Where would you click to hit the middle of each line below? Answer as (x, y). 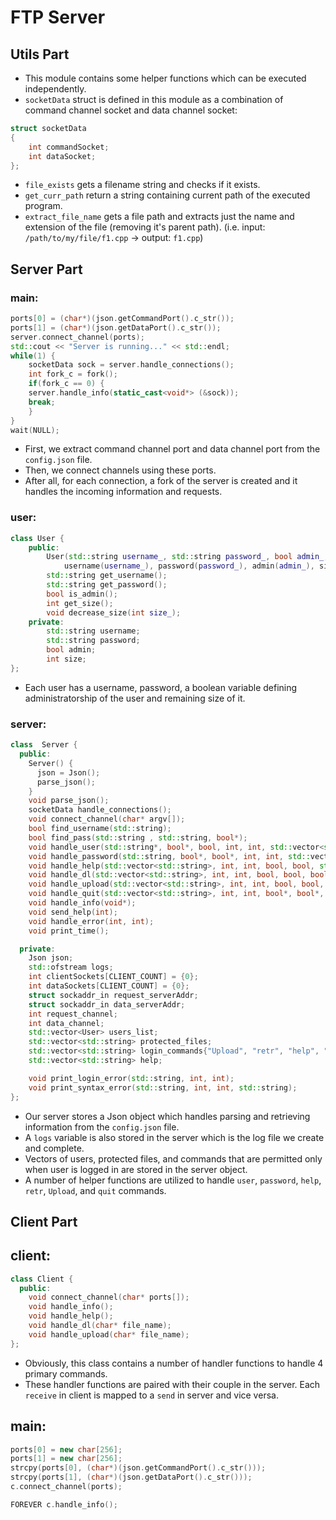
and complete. (54, 1148)
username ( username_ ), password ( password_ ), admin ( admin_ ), (189, 566)
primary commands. (66, 1373)
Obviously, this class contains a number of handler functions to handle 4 (174, 1363)
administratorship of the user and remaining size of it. (135, 698)
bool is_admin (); (82, 594)
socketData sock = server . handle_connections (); (131, 365)
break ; (42, 402)
